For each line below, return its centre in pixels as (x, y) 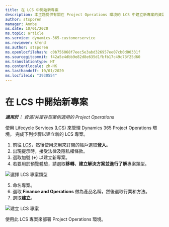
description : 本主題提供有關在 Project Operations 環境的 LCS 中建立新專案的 (82, 15)
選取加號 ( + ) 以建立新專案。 (41, 157)
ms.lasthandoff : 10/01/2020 (35, 71)
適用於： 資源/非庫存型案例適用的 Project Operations (60, 117)
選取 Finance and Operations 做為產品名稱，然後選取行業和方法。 (81, 191)
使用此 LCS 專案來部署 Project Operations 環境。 (56, 219)
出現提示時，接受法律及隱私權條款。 (50, 151)
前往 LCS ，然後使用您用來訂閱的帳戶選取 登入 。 (61, 145)
